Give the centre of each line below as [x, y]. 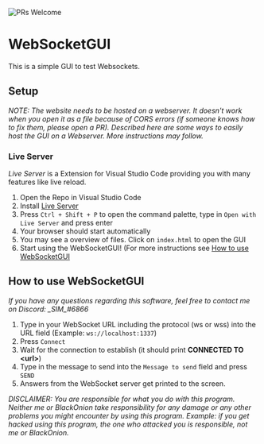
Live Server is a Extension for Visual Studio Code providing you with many [129, 174]
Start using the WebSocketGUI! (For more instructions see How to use [134, 248]
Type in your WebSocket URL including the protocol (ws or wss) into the [138, 324]
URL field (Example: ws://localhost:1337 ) [88, 333]
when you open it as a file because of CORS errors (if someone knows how [132, 118]
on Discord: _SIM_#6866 [49, 309]
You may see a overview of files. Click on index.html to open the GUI [133, 240]
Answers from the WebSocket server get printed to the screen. [122, 383]
